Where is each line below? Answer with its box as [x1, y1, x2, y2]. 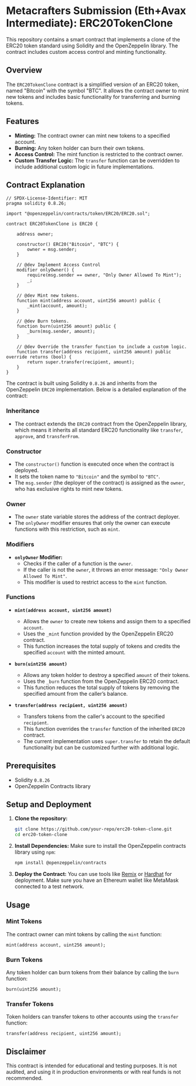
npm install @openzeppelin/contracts [14, 860, 107, 866]
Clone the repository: [14, 815, 68, 822]
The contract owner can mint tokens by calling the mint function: [6, 930, 162, 937]
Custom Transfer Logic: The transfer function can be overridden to [14, 157, 180, 164]
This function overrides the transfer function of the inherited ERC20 [23, 725, 185, 732]
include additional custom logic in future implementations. [14, 163, 154, 170]
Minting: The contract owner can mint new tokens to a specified [14, 132, 170, 139]
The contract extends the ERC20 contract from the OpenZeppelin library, [14, 420, 187, 427]
